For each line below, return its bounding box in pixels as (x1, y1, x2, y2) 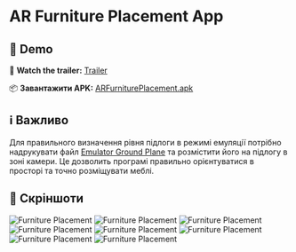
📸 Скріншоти (9, 191, 84, 206)
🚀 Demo (9, 42, 53, 57)
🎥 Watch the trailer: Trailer (9, 65, 108, 75)
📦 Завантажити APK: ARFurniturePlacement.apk (9, 83, 194, 93)
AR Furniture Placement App (9, 6, 224, 27)
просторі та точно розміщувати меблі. (9, 165, 155, 176)
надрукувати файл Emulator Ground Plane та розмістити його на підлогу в (9, 146, 288, 157)
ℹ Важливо (9, 113, 69, 128)
